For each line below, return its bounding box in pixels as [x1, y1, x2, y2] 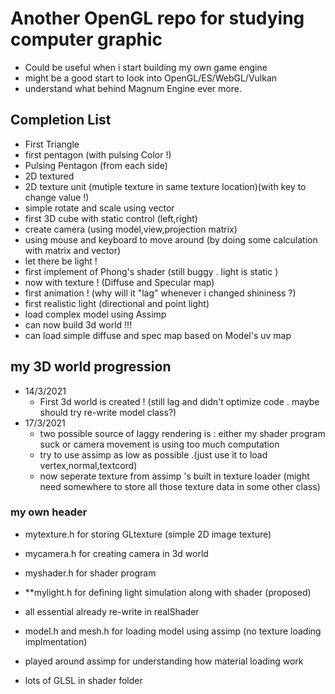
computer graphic [10, 28, 163, 51]
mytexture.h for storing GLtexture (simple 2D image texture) [24, 528, 272, 540]
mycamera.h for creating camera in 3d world [24, 547, 209, 559]
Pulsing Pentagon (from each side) [24, 159, 168, 171]
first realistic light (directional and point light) [24, 297, 210, 309]
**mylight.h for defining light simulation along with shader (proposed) [24, 586, 312, 598]
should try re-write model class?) [39, 406, 177, 418]
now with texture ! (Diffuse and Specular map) [24, 276, 215, 288]
